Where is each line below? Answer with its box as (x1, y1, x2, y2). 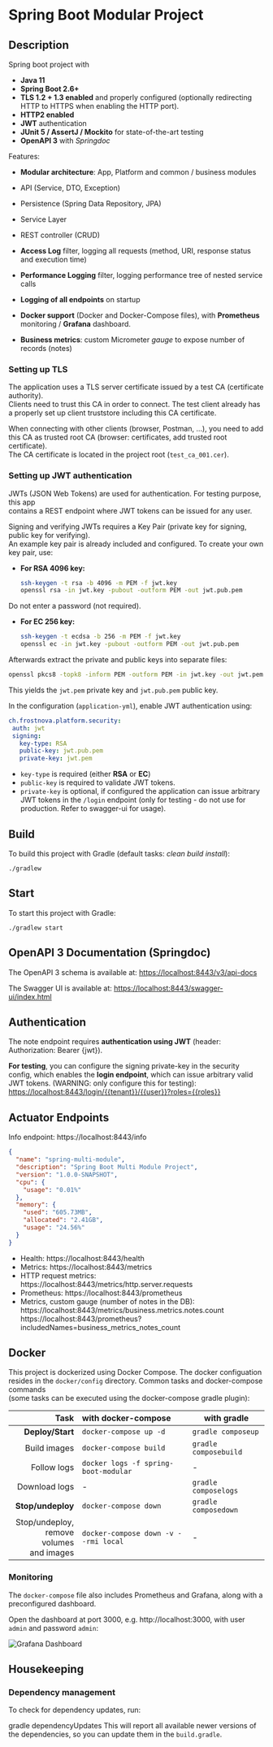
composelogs (192, 1486, 238, 1496)
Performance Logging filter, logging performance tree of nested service (19, 271, 263, 280)
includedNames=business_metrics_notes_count (19, 1322, 181, 1332)
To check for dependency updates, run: (8, 1705, 141, 1715)
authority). (8, 391, 44, 401)
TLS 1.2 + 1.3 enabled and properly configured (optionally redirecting (19, 93, 253, 102)
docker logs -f (81, 1459, 141, 1468)
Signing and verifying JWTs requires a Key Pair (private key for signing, (8, 522, 247, 531)
